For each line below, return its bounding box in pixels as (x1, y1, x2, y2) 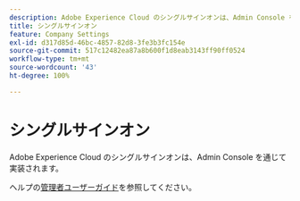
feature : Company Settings (9, 29, 110, 38)
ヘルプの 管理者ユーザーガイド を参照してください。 (9, 181, 196, 192)
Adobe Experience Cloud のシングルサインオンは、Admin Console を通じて (9, 151, 287, 162)
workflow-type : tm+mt (9, 54, 90, 63)
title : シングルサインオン (9, 21, 98, 30)
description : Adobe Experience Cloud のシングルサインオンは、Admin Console (9, 13, 286, 22)
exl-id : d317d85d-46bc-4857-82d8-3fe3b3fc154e (9, 38, 186, 47)
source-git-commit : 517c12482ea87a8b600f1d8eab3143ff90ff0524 (9, 46, 246, 55)
